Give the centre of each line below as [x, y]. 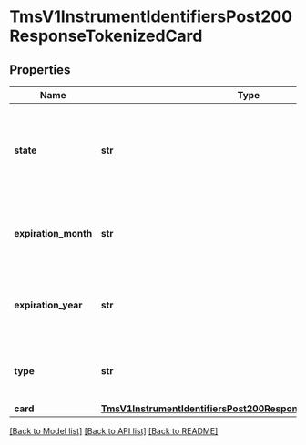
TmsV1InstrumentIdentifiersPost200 [151, 17]
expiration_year [48, 305]
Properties [40, 70]
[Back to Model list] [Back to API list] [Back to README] [114, 431]
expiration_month [53, 233]
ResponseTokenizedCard [106, 36]
